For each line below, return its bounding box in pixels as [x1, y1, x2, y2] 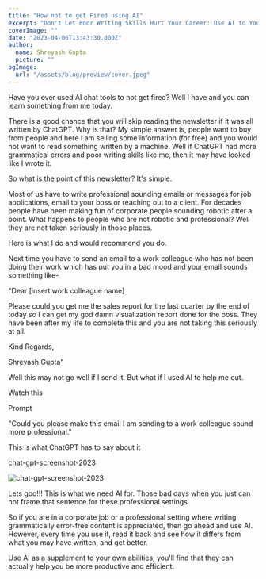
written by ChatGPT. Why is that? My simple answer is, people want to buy [8, 125, 252, 134]
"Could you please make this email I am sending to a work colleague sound [8, 418, 253, 428]
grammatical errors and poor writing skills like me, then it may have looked [8, 150, 251, 159]
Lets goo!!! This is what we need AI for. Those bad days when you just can [8, 489, 251, 498]
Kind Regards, [8, 342, 55, 351]
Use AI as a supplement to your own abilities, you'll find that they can [8, 553, 234, 562]
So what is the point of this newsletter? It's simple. [8, 174, 173, 183]
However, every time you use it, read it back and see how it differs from [8, 529, 241, 539]
